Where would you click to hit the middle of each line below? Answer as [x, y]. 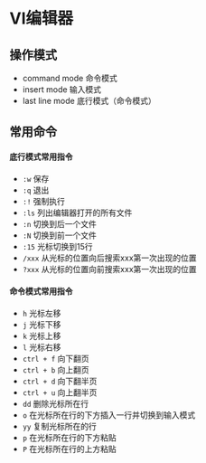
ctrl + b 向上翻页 [56, 369]
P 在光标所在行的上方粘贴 [69, 449]
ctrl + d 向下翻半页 [60, 381]
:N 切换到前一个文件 [60, 235]
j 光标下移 [42, 324]
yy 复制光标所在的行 [60, 426]
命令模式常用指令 [41, 291]
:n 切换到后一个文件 [60, 223]
